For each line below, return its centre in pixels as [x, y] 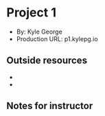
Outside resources [47, 61]
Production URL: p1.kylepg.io [57, 38]
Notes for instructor [50, 106]
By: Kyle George [39, 32]
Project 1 [31, 13]
